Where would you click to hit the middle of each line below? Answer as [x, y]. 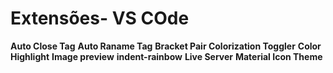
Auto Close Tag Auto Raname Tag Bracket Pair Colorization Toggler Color [166, 46]
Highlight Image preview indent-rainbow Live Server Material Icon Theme [166, 56]
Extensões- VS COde [100, 18]
